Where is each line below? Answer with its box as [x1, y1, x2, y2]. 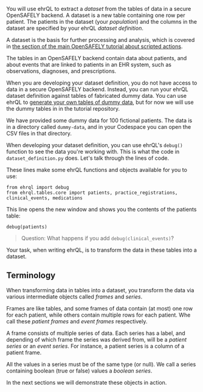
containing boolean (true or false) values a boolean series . [6, 367, 153, 374]
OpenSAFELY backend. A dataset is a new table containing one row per [6, 12, 185, 19]
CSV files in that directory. [6, 130, 72, 137]
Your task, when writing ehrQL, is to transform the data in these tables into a [6, 246, 198, 253]
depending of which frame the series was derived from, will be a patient [6, 335, 187, 343]
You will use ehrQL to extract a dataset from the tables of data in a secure [6, 5, 191, 12]
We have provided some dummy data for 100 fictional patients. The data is [6, 117, 193, 124]
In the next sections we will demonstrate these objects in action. [6, 379, 167, 386]
